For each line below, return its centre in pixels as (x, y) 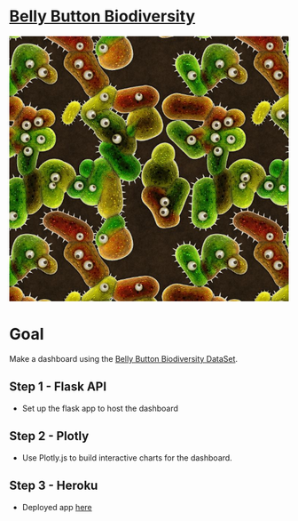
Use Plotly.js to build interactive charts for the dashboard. (127, 457)
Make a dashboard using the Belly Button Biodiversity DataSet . (123, 359)
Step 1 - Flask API (58, 387)
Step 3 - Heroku (54, 486)
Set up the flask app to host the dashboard (100, 408)
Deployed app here (57, 507)
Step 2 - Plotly (49, 436)
